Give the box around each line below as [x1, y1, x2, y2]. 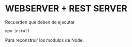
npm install [5, 28, 30, 33]
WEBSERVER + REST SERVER [5, 3, 128, 14]
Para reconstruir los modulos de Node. [5, 37, 84, 43]
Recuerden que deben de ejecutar [5, 19, 75, 25]
